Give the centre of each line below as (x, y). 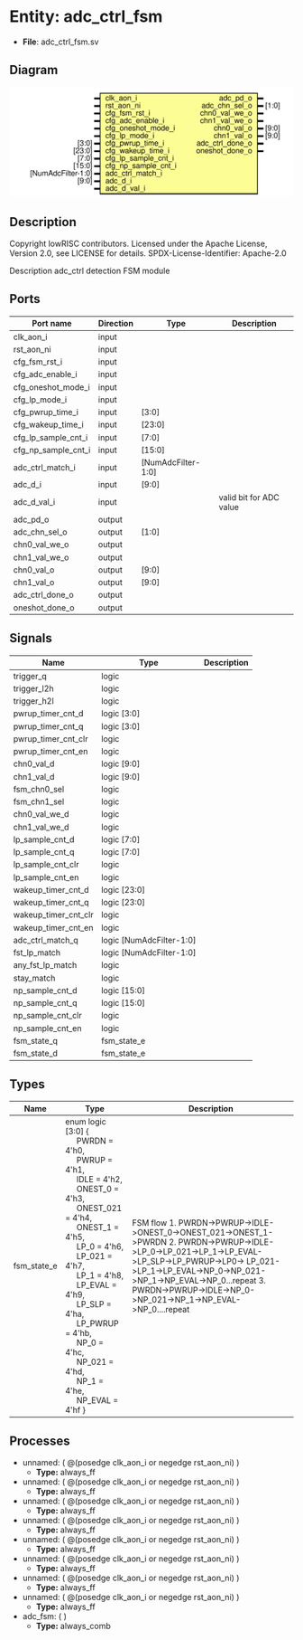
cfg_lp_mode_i (40, 399)
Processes (40, 1441)
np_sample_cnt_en (47, 1028)
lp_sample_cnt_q (44, 852)
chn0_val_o (34, 569)
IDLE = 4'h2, (100, 1180)
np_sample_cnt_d (46, 990)
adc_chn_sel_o (40, 532)
